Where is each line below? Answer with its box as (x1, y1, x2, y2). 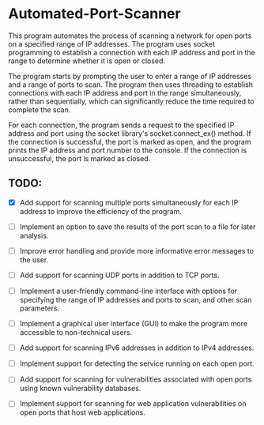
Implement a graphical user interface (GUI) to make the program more (19, 319, 247, 329)
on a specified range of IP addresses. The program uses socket (8, 39, 216, 48)
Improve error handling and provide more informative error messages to (19, 246, 255, 255)
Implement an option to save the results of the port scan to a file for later (19, 222, 256, 231)
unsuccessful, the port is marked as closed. (8, 153, 151, 163)
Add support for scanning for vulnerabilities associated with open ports (19, 374, 252, 384)
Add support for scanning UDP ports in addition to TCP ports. (19, 270, 220, 280)
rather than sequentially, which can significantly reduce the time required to (8, 96, 255, 106)
